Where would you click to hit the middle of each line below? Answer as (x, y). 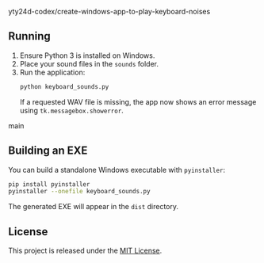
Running (30, 36)
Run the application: (52, 72)
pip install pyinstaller (49, 184)
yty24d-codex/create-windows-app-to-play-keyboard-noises (109, 11)
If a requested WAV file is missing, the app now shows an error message (138, 101)
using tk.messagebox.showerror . (72, 110)
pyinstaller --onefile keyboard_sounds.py (79, 192)
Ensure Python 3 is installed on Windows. (87, 55)
